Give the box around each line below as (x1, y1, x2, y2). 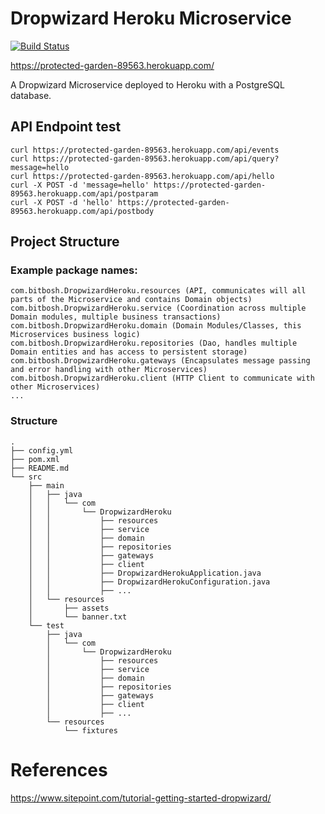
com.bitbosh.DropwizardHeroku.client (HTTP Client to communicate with (10, 373, 315, 384)
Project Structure (10, 233, 120, 251)
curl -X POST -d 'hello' (10, 197, 114, 207)
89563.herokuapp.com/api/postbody (10, 206, 155, 216)
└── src (10, 472, 43, 482)
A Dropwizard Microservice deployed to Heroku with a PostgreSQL (10, 78, 285, 91)
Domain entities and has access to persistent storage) (10, 347, 248, 357)
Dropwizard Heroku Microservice (10, 7, 292, 30)
